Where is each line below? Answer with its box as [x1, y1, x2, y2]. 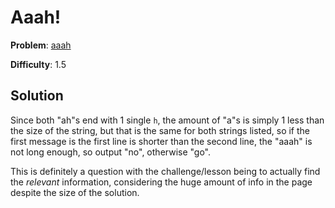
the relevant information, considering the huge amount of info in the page [10, 176, 313, 188]
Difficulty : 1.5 [10, 58, 67, 70]
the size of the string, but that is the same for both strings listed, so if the [10, 124, 310, 136]
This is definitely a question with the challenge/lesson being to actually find [10, 165, 321, 177]
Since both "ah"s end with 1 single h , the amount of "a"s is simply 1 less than [10, 114, 325, 126]
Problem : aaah [10, 39, 72, 51]
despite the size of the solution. [10, 186, 140, 198]
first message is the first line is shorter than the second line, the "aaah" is [10, 135, 313, 147]
